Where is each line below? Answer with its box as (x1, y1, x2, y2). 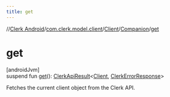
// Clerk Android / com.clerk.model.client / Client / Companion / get (6, 25, 159, 32)
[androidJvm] (6, 66, 40, 73)
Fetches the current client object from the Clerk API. (6, 84, 135, 91)
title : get (6, 8, 34, 15)
